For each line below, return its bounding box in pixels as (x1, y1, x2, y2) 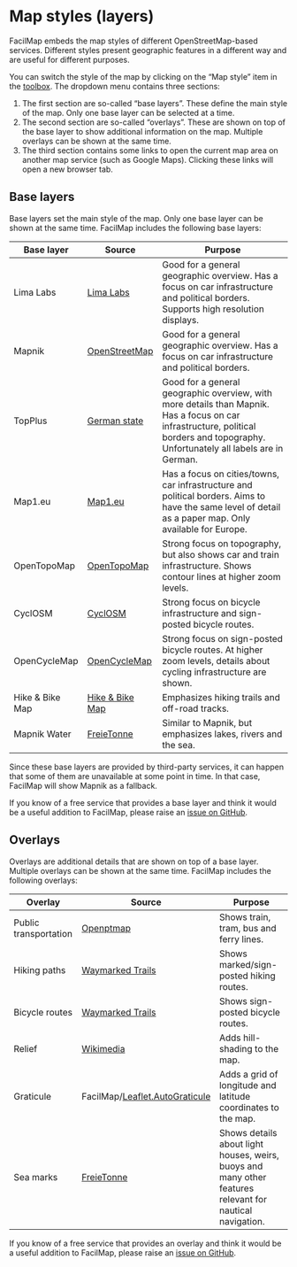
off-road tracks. (162, 702, 230, 715)
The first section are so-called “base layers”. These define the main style (21, 97, 288, 108)
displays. (162, 313, 199, 326)
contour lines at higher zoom (162, 570, 281, 583)
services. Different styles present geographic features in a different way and (9, 44, 287, 55)
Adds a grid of (219, 1068, 278, 1080)
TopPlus (13, 414, 48, 427)
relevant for (219, 1193, 268, 1205)
